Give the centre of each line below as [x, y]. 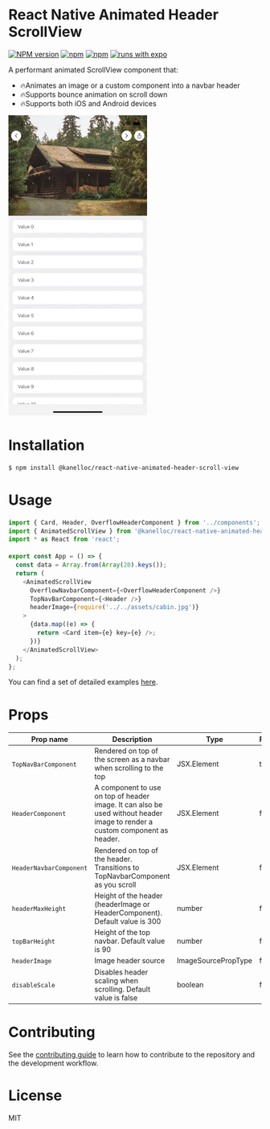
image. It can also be [129, 805]
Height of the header [129, 896]
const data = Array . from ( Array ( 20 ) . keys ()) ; [91, 565]
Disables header [121, 972]
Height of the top [123, 933]
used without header [129, 814]
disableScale [33, 986]
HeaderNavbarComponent [50, 868]
